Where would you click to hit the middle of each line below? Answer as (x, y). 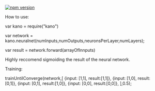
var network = (19, 36)
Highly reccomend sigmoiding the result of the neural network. (68, 60)
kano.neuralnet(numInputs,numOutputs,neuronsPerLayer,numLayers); (75, 41)
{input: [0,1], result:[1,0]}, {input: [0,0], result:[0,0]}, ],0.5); (75, 83)
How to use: (17, 17)
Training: (14, 69)
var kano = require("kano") (32, 26)
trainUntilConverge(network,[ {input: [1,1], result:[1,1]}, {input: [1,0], (71, 78)
